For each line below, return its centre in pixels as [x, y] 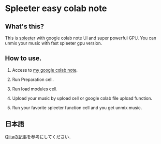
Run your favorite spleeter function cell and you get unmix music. [77, 108]
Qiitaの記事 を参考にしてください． [39, 137]
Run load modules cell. [35, 89]
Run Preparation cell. [33, 79]
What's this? [25, 26]
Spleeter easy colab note [56, 8]
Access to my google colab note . [45, 70]
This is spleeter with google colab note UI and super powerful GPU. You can [81, 38]
